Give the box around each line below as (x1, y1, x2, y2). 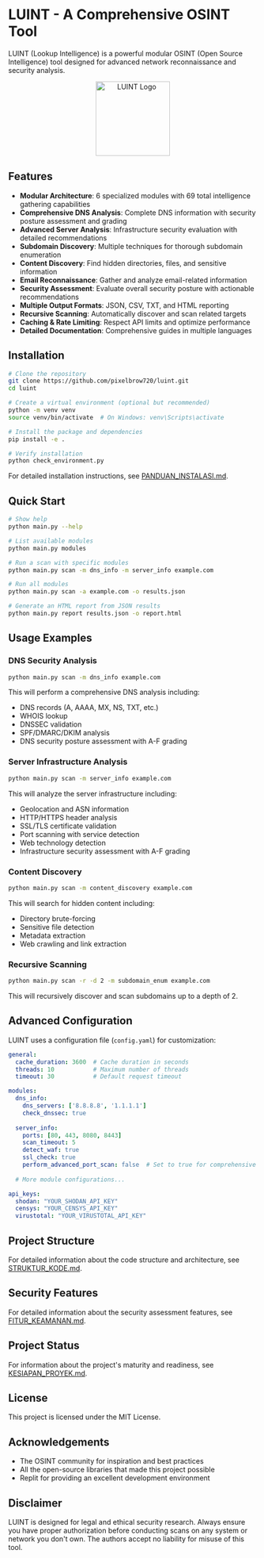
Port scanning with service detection (19, 829, 140, 838)
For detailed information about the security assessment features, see (8, 1307, 233, 1317)
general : (8, 1050, 37, 1058)
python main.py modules (8, 544, 87, 552)
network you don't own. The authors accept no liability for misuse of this (8, 1534, 245, 1544)
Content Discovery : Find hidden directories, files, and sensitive (19, 258, 227, 267)
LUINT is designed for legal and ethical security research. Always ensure (8, 1518, 246, 1527)
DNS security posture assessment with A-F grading (19, 736, 187, 746)
